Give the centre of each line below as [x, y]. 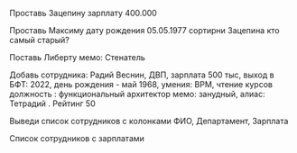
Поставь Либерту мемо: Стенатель [78, 57]
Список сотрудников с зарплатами [77, 138]
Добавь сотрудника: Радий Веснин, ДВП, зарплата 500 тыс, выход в [142, 75]
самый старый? [39, 40]
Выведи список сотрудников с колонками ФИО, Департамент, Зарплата [149, 121]
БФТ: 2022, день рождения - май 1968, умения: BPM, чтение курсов [141, 84]
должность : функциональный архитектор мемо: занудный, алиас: [137, 94]
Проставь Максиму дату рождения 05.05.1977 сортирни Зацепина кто [144, 30]
